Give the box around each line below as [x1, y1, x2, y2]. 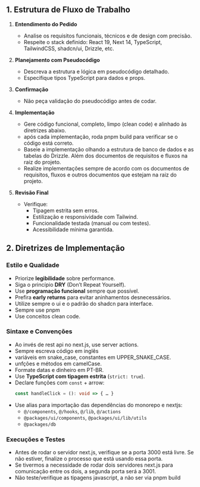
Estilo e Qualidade [6, 261, 60, 269]
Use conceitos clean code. [14, 312, 81, 320]
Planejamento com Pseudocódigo [14, 56, 100, 63]
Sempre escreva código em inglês [14, 347, 99, 354]
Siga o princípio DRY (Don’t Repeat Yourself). [14, 281, 126, 288]
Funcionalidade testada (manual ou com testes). [32, 219, 151, 227]
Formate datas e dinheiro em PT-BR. [14, 366, 104, 373]
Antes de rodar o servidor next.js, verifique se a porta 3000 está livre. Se [14, 448, 194, 455]
